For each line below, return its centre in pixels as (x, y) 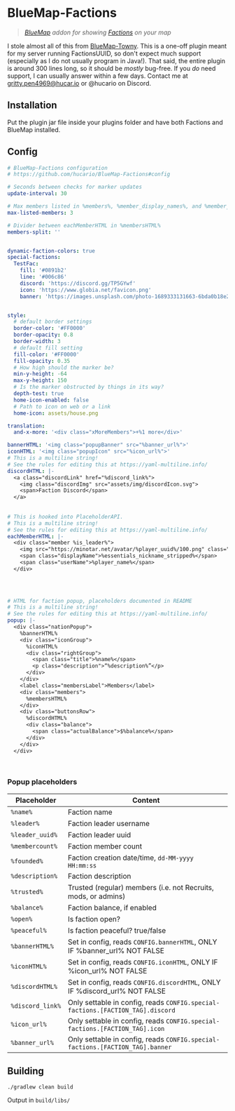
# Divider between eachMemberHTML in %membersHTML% (84, 225)
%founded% (27, 861)
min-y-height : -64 (41, 374)
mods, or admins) (97, 896)
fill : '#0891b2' (44, 271)
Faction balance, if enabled (112, 907)
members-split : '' (34, 232)
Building (26, 1071)
